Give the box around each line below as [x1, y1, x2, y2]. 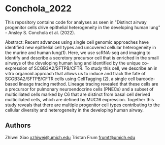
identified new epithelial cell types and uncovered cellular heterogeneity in [5, 44, 156, 50]
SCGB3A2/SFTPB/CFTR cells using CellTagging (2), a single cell [5, 76, 135, 82]
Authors [5, 121, 31, 130]
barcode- [136, 76, 155, 82]
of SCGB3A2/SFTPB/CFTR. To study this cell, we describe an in [29, 65, 158, 71]
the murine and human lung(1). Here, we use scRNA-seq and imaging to [5, 50, 151, 56]
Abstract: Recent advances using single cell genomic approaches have [5, 39, 149, 45]
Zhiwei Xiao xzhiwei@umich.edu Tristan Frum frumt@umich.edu [5, 134, 135, 140]
